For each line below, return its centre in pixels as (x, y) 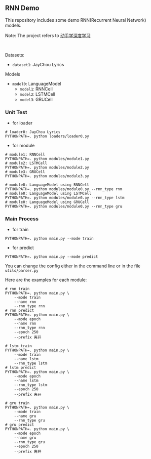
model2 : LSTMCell (38, 94)
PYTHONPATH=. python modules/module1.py (47, 159)
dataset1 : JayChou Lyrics (38, 64)
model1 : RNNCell (36, 89)
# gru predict (20, 425)
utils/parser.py (22, 271)
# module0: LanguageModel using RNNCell (47, 185)
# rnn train (17, 289)
